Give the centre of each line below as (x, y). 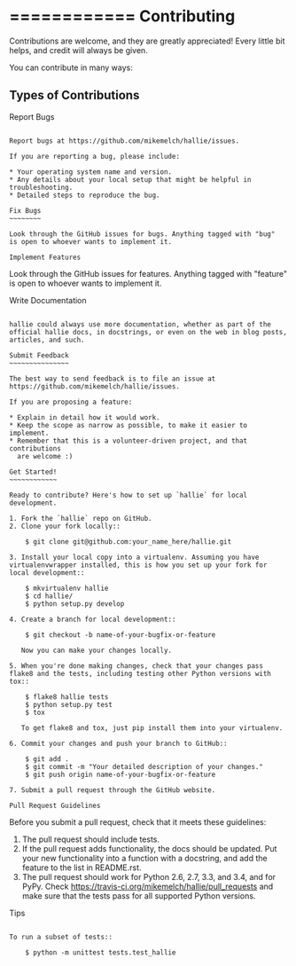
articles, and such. (47, 340)
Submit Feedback (39, 355)
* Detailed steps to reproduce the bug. (85, 195)
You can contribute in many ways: (71, 67)
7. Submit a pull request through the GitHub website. (113, 790)
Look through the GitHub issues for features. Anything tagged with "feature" (148, 273)
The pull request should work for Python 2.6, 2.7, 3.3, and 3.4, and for (149, 876)
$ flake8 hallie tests (67, 697)
